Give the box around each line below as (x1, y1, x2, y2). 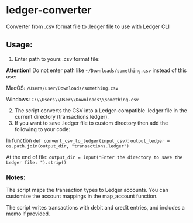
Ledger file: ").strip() (6, 159, 67, 166)
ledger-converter (6, 4, 92, 17)
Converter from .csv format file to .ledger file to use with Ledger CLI (6, 23, 170, 30)
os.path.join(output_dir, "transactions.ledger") (6, 143, 130, 149)
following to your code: (14, 125, 70, 132)
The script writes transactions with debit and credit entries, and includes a (6, 204, 185, 211)
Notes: (6, 173, 26, 181)
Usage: (6, 40, 33, 50)
